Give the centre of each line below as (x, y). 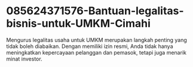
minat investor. (24, 59)
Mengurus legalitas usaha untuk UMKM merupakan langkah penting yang (96, 40)
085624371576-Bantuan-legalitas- (95, 11)
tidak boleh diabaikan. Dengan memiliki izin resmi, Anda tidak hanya (90, 46)
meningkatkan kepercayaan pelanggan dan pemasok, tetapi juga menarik (96, 52)
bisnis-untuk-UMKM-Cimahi (79, 23)
